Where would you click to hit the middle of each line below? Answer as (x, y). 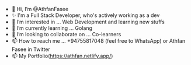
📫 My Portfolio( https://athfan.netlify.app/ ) (62, 56)
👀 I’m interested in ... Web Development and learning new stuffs (88, 22)
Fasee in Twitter (31, 49)
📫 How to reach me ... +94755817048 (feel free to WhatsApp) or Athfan (98, 41)
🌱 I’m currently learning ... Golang (52, 28)
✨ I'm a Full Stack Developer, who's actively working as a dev (86, 15)
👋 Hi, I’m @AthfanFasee (40, 9)
